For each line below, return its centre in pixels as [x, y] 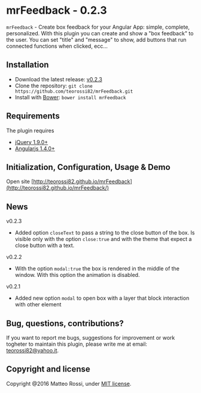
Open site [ [20, 182]
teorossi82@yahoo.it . [33, 350]
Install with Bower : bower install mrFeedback [70, 97]
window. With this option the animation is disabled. [77, 275]
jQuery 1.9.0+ [31, 142]
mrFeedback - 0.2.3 [57, 10]
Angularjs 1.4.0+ [35, 148]
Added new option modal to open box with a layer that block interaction [102, 298]
